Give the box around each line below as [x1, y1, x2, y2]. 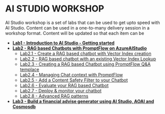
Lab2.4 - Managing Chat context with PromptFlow [19, 71, 123, 77]
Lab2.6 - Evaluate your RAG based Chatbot [19, 82, 109, 88]
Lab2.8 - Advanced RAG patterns [19, 93, 88, 99]
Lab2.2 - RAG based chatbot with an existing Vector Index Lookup [19, 55, 156, 61]
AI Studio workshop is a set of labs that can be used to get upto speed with [5, 19, 160, 25]
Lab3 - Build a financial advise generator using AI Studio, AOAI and [12, 98, 154, 104]
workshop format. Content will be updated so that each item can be [5, 30, 144, 36]
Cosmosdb [12, 103, 36, 109]
